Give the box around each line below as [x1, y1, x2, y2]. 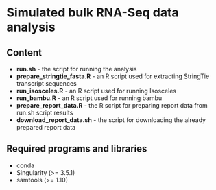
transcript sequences [16, 80, 77, 87]
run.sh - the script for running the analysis [16, 65, 137, 73]
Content [6, 47, 43, 58]
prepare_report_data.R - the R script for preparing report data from [16, 102, 208, 109]
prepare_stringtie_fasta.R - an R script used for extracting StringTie [16, 72, 210, 80]
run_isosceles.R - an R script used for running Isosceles [16, 87, 176, 95]
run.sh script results [16, 108, 73, 117]
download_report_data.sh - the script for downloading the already [16, 116, 206, 124]
